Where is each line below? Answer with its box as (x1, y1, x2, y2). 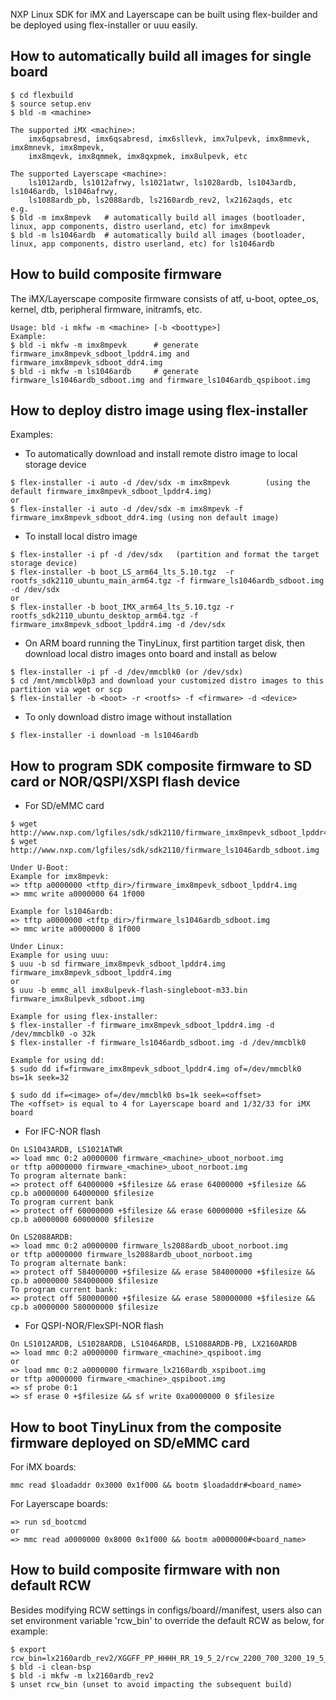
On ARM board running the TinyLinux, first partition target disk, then (24, 637, 306, 649)
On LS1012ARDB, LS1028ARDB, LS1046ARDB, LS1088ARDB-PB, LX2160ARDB (10, 1339, 298, 1349)
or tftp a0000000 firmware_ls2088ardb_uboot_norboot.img (10, 1250, 253, 1260)
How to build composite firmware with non (10, 1562, 281, 1579)
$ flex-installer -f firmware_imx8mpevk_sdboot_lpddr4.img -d (10, 1020, 275, 1031)
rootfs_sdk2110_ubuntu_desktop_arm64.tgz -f (10, 611, 199, 621)
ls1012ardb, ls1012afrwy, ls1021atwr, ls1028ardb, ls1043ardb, (28, 177, 298, 188)
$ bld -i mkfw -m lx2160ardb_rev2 (10, 1670, 155, 1681)
